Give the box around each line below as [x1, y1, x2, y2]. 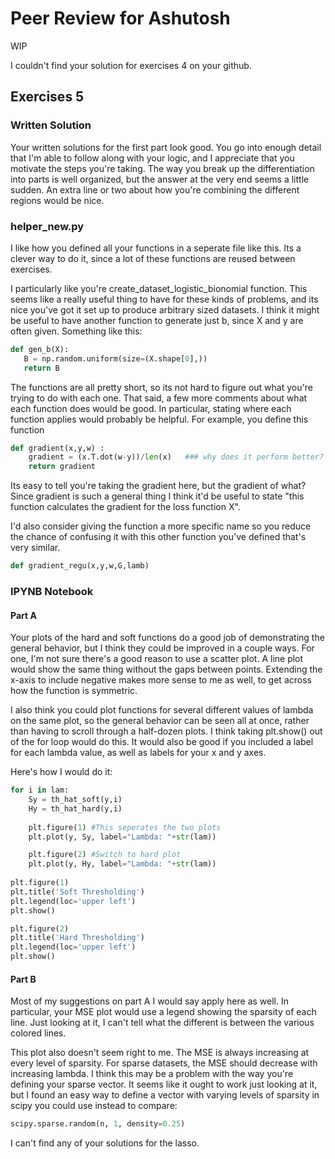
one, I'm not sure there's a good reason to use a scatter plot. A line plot [10, 653, 304, 665]
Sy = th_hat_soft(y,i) [28, 795, 123, 805]
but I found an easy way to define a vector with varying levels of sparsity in [10, 1089, 320, 1101]
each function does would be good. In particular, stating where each [10, 402, 292, 414]
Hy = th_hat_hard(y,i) [28, 803, 123, 814]
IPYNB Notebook [10, 584, 94, 598]
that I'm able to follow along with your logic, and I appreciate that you [10, 152, 295, 164]
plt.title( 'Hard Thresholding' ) [10, 933, 145, 943]
